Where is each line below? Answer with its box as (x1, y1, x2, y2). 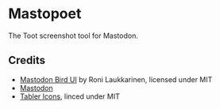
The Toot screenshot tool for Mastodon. (8, 31, 139, 40)
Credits (8, 54, 46, 67)
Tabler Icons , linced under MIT (19, 92, 121, 101)
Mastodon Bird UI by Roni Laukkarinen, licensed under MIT (19, 74, 213, 84)
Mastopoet (8, 5, 82, 23)
